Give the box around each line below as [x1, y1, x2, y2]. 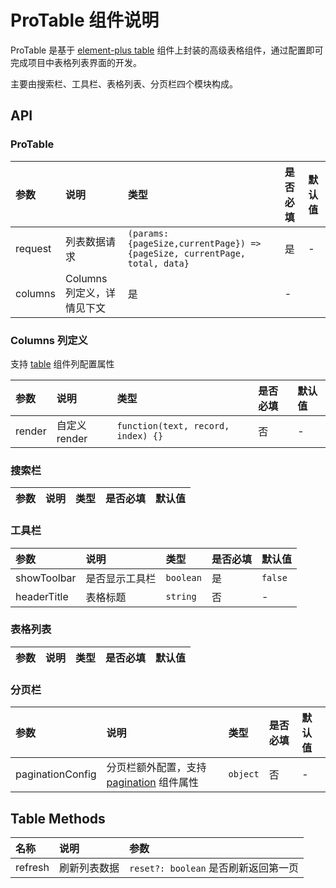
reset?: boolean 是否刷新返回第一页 [129, 861, 300, 875]
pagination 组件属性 [106, 776, 200, 790]
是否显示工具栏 [85, 571, 157, 585]
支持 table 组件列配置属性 [10, 357, 115, 370]
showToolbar [15, 571, 77, 585]
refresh [15, 860, 50, 874]
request [15, 241, 52, 255]
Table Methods [10, 810, 106, 827]
